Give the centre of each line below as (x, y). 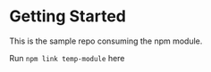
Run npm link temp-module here (67, 58)
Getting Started (68, 16)
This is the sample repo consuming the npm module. (106, 41)
